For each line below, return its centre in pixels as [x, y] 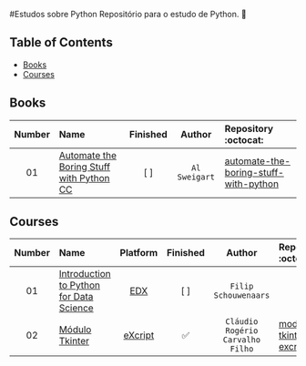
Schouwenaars [242, 295]
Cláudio [242, 322]
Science [76, 308]
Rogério [242, 331]
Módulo [75, 330]
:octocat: [244, 139]
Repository [249, 128]
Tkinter [74, 341]
